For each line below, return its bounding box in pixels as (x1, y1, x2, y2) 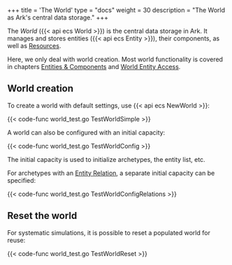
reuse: (7, 236, 26, 244)
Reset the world (7, 210, 78, 222)
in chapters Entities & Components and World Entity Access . (7, 63, 181, 70)
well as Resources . (7, 42, 61, 50)
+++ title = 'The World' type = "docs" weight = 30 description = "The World (7, 6, 226, 14)
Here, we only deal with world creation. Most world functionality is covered (7, 55, 224, 63)
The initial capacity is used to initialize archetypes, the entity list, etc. (7, 155, 205, 163)
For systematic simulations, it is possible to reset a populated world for (7, 228, 211, 236)
